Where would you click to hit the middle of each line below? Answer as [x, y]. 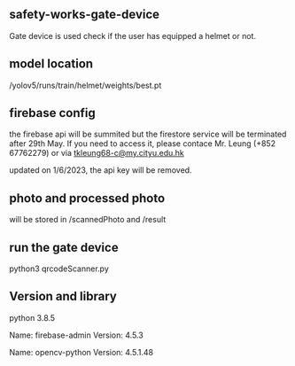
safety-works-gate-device [85, 15]
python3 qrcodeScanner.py [59, 269]
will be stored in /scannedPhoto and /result [88, 220]
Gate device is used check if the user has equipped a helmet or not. [133, 35]
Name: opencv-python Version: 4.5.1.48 [81, 352]
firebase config [52, 113]
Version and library [63, 296]
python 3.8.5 [32, 317]
